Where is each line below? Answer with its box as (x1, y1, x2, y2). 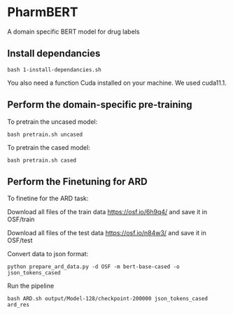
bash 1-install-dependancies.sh (7, 66, 101, 73)
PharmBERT (7, 4, 78, 20)
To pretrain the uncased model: (7, 117, 98, 126)
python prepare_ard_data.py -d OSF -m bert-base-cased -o (7, 263, 180, 270)
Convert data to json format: (7, 250, 89, 258)
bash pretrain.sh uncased (7, 131, 83, 138)
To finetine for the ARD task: (7, 194, 89, 203)
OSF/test (7, 236, 33, 245)
